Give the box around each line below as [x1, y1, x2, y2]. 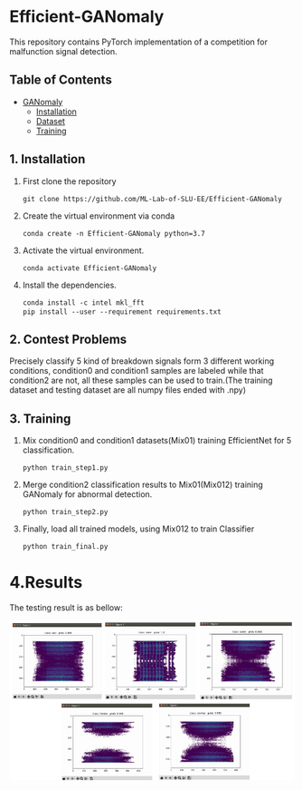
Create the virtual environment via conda [22, 210, 175, 221]
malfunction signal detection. [9, 45, 118, 56]
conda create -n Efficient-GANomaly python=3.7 [22, 229, 205, 238]
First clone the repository [22, 175, 117, 187]
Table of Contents [9, 73, 113, 88]
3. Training [9, 411, 71, 426]
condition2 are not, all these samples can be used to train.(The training [9, 375, 273, 386]
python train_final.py [22, 542, 109, 551]
